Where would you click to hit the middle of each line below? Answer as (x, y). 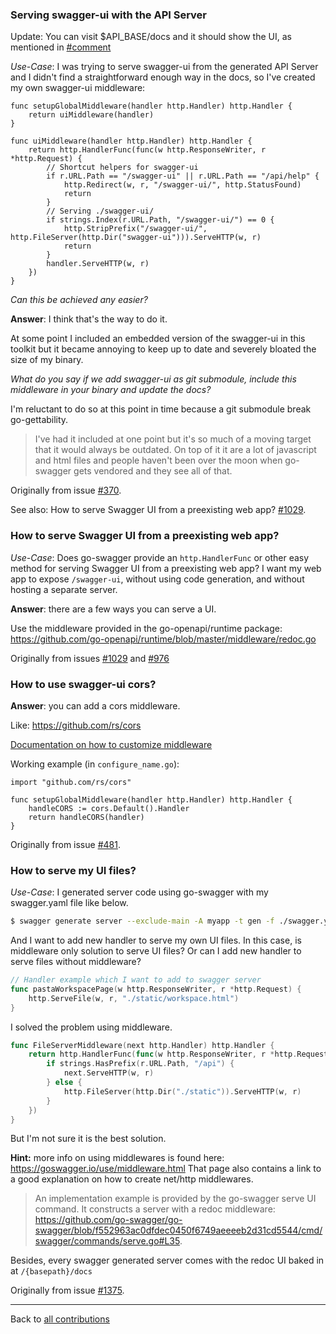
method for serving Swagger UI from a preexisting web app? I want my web (166, 568)
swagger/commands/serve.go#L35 (107, 1241)
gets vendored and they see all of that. (153, 471)
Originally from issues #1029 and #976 (90, 658)
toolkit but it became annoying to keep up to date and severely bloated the (163, 349)
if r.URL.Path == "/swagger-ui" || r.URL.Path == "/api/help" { (183, 176)
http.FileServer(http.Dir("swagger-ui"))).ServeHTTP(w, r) (136, 238)
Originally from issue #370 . (66, 490)
